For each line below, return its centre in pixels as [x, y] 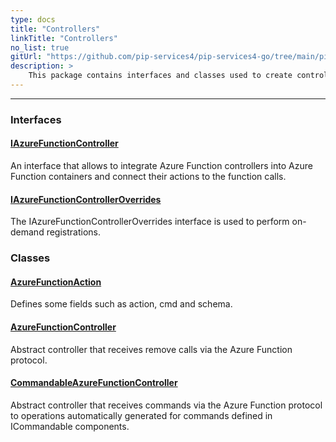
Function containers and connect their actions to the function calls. [148, 176]
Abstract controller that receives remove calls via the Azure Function [151, 349]
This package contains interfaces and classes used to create [160, 76]
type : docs [33, 19]
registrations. [73, 232]
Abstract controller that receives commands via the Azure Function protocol [166, 405]
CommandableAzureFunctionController [94, 383]
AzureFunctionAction [56, 282]
